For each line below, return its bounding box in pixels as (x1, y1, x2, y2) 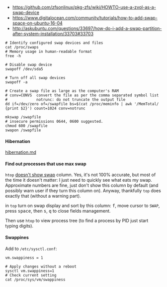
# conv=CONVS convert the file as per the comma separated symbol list (5, 93, 159, 98)
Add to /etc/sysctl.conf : (5, 246, 57, 252)
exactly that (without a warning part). (5, 193, 81, 199)
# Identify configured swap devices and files (5, 40, 103, 45)
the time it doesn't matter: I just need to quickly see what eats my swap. (5, 177, 153, 183)
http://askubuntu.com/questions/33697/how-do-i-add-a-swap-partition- (12, 25, 162, 31)
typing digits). (5, 223, 34, 229)
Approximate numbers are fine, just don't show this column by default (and (5, 182, 159, 189)
